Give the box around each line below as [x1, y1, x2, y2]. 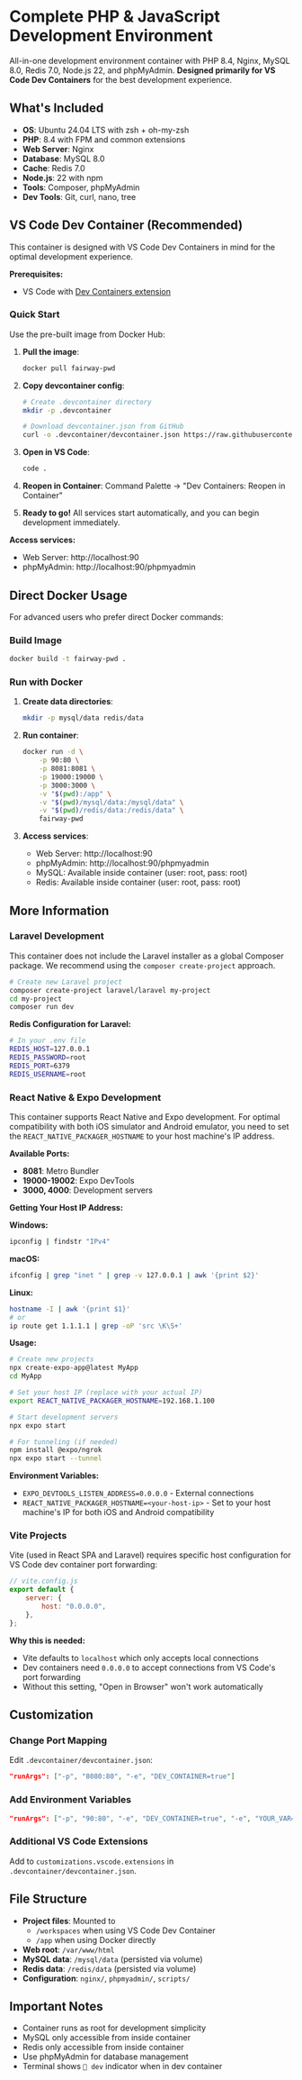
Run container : [22, 730, 79, 740]
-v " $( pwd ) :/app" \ [39, 789, 112, 798]
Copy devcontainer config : [22, 380, 125, 391]
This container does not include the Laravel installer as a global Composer [9, 950, 285, 961]
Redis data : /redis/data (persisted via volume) [22, 1963, 197, 1974]
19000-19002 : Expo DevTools [22, 1176, 135, 1185]
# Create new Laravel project [9, 977, 123, 986]
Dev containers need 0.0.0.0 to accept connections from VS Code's [22, 1662, 276, 1673]
